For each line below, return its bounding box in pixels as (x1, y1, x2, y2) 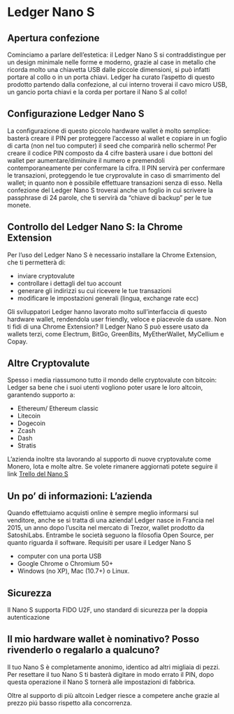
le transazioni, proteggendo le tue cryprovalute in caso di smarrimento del (7, 171, 221, 179)
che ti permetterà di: (7, 258, 66, 266)
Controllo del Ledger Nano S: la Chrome (7, 221, 183, 233)
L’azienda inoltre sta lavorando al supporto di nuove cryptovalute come (7, 455, 212, 464)
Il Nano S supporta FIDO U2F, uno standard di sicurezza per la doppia (7, 606, 208, 614)
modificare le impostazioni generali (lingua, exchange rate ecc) (17, 294, 199, 302)
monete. (7, 201, 31, 209)
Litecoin (17, 412, 41, 420)
